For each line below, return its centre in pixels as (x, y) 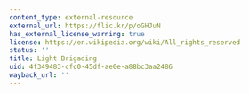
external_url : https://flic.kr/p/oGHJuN (85, 26)
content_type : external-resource (71, 17)
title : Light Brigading (53, 58)
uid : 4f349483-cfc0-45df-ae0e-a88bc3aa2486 (91, 67)
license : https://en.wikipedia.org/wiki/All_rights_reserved (125, 42)
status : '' (29, 50)
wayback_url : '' (39, 75)
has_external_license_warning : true (77, 34)
